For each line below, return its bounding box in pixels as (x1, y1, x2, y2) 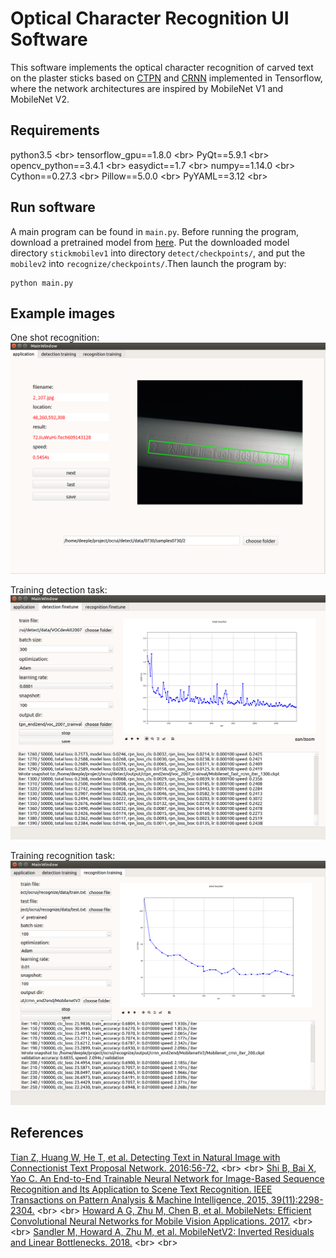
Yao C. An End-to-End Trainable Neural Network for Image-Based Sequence (10, 1172, 325, 1184)
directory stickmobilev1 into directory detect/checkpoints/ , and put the (10, 247, 306, 259)
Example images (10, 305, 116, 322)
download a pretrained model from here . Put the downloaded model (10, 236, 290, 248)
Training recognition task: (10, 849, 116, 861)
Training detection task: (10, 583, 108, 596)
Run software (10, 199, 96, 216)
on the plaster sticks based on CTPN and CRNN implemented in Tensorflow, (10, 72, 323, 84)
